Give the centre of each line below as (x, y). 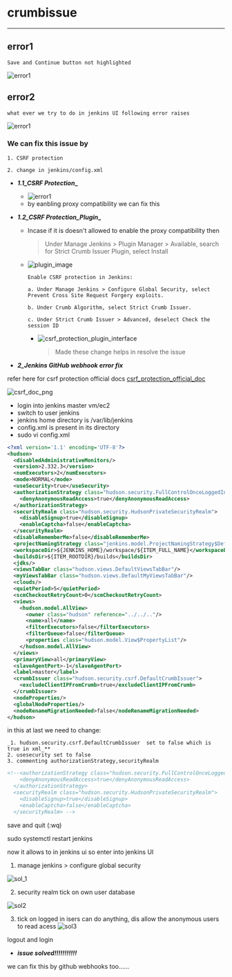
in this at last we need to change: (54, 730)
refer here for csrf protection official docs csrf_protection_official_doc (106, 379)
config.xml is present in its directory (68, 427)
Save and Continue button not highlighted (69, 63)
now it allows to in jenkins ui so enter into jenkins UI (80, 852)
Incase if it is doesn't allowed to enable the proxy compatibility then (123, 230)
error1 (20, 47)
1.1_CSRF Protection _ (47, 183)
